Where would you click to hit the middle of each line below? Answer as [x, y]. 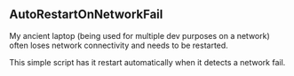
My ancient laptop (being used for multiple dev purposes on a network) [140, 35]
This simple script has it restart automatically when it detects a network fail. [147, 62]
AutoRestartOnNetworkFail [86, 15]
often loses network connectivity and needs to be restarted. [119, 45]
